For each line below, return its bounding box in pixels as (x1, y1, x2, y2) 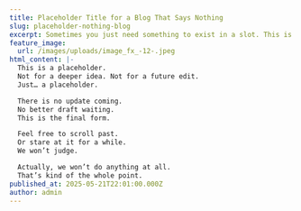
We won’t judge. (17, 146, 78, 156)
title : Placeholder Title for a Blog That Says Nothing (9, 13, 223, 23)
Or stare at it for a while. (17, 138, 127, 147)
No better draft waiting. (17, 105, 115, 114)
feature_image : (9, 38, 67, 48)
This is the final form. (17, 114, 111, 123)
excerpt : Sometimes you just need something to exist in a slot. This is (9, 30, 293, 39)
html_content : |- (9, 55, 75, 64)
